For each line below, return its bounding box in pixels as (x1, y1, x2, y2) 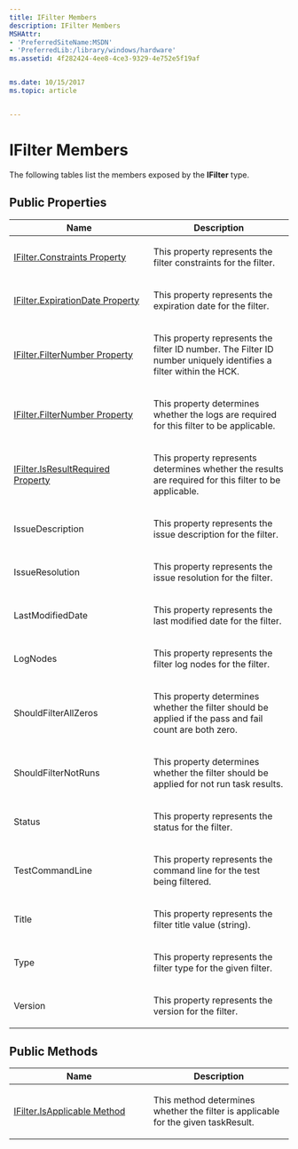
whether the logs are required (153, 408, 278, 421)
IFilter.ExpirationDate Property (13, 294, 140, 306)
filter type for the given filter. (153, 962, 273, 974)
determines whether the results (153, 462, 284, 475)
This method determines (153, 1094, 255, 1106)
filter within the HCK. (153, 365, 239, 377)
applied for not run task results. (153, 777, 284, 790)
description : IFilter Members (9, 21, 122, 30)
